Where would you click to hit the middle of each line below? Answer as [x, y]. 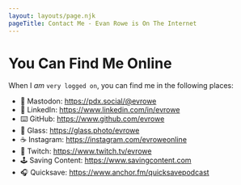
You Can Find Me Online [90, 63]
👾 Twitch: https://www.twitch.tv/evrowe [86, 151]
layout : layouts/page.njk [52, 16]
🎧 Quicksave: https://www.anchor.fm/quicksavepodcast [114, 172]
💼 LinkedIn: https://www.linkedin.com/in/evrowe [100, 110]
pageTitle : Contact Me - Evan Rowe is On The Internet [103, 23]
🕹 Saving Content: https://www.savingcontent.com [106, 160]
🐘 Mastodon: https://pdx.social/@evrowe [88, 101]
